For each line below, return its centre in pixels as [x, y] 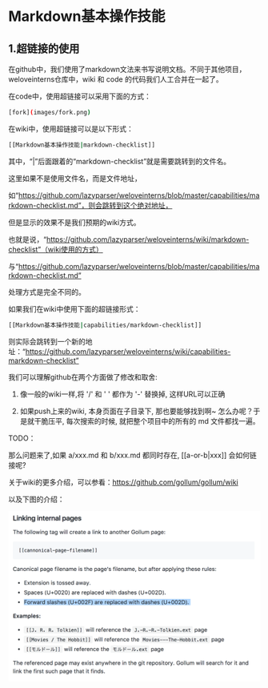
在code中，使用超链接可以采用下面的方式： [80, 96]
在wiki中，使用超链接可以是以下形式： [71, 128]
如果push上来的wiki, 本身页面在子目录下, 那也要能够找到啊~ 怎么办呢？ [136, 411]
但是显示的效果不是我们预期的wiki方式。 [74, 222]
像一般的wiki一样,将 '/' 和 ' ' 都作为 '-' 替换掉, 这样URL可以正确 [122, 394]
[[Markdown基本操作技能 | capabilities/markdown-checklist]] [105, 325]
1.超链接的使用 [44, 48]
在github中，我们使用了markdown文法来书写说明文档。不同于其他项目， [127, 69]
